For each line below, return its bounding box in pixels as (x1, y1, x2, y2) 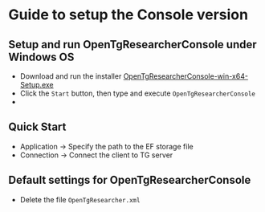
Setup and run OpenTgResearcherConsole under (8, 38, 257, 51)
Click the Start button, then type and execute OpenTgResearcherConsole (19, 88, 255, 98)
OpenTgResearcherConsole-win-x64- (123, 71, 249, 81)
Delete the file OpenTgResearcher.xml (19, 194, 141, 204)
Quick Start (8, 120, 67, 134)
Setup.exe (19, 80, 54, 89)
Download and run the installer (19, 71, 122, 81)
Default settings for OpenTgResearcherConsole (8, 173, 251, 187)
